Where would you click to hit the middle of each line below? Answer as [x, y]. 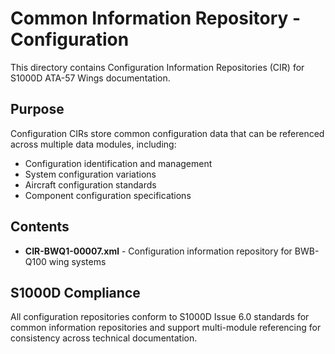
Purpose [37, 109]
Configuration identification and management [118, 163]
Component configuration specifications [108, 195]
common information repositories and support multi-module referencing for [166, 328]
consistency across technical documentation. [104, 338]
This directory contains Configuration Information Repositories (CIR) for [157, 67]
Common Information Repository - [156, 18]
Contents [40, 227]
